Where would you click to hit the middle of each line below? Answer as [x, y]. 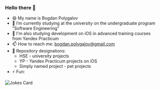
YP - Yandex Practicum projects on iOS [58, 61]
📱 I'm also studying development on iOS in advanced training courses [81, 34]
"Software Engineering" [36, 28]
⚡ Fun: [18, 72]
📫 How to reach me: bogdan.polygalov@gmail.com [63, 44]
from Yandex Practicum [35, 39]
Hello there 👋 [21, 8]
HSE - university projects [44, 56]
